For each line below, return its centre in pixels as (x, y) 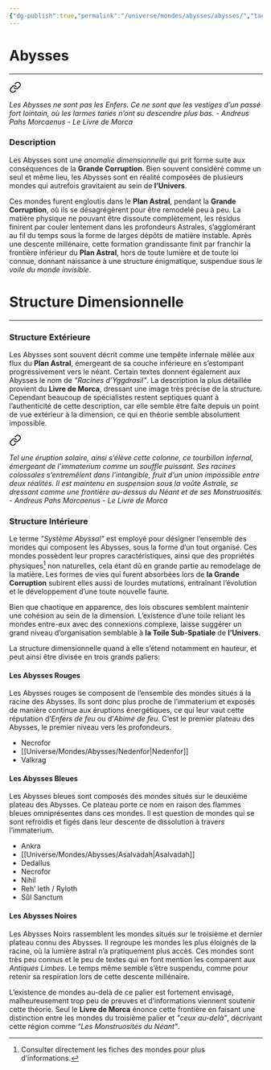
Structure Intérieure (49, 521)
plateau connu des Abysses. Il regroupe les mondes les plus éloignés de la (133, 942)
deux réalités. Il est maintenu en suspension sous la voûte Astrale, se (124, 484)
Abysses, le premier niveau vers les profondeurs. (90, 727)
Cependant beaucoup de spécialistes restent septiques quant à (114, 397)
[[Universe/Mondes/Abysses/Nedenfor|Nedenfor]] (105, 751)
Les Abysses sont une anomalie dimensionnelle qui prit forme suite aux (127, 160)
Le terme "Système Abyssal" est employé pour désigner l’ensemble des (128, 539)
